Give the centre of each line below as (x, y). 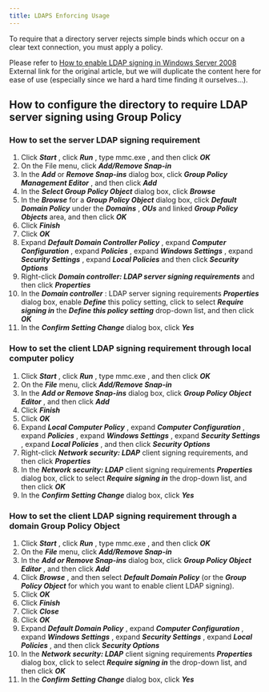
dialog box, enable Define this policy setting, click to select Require (132, 302)
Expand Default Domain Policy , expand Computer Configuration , (132, 628)
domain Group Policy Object (65, 525)
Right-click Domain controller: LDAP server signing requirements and (137, 276)
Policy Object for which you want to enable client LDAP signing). (127, 585)
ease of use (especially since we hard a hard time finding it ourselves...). (128, 79)
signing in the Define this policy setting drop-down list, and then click (137, 311)
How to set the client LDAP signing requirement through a (123, 516)
